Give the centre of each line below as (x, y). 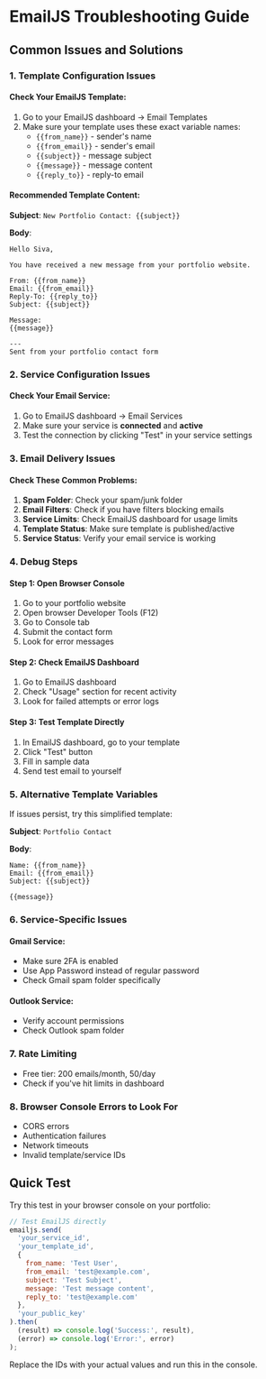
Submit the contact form (67, 632)
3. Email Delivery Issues (62, 458)
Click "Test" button (58, 751)
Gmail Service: (37, 941)
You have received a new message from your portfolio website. (130, 265)
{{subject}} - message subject (93, 155)
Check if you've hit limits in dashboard (93, 1083)
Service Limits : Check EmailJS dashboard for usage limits (130, 519)
